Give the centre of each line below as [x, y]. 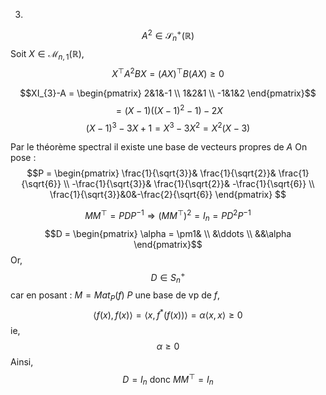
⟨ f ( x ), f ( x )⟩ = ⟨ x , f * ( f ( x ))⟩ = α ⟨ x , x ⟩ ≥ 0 [168, 314]
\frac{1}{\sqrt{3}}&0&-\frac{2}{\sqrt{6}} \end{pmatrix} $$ [168, 195]
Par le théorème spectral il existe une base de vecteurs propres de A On [159, 147]
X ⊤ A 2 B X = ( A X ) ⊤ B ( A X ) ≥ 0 [168, 72]
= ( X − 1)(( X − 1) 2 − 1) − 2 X [169, 109]
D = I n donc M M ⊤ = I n [168, 379]
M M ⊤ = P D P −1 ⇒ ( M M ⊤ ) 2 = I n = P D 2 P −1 [168, 216]
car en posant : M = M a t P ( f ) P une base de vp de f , [115, 296]
